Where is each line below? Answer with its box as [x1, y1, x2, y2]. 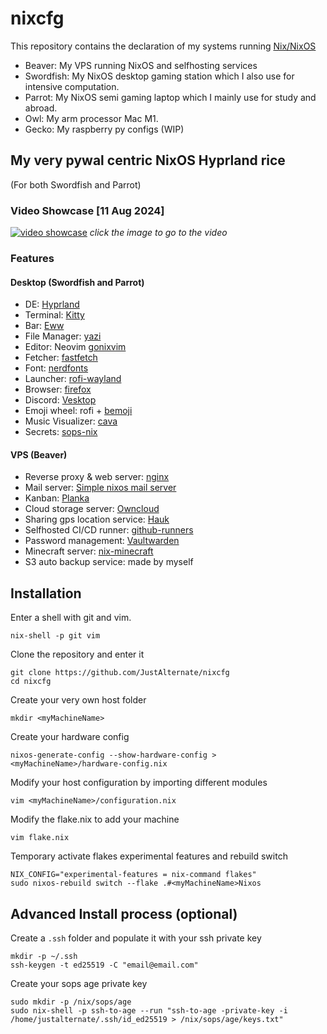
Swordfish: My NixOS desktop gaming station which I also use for [24, 70, 295, 82]
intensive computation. [24, 80, 120, 92]
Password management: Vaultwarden [24, 535, 180, 547]
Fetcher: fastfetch [24, 352, 98, 364]
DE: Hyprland [24, 298, 80, 311]
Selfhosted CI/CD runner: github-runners [24, 524, 194, 536]
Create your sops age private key [10, 978, 148, 989]
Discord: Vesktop [24, 394, 97, 406]
